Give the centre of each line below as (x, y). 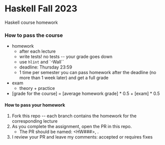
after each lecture (37, 51)
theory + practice (37, 88)
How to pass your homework (35, 105)
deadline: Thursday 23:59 (46, 67)
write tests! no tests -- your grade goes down (66, 57)
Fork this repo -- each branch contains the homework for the (74, 116)
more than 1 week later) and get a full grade (64, 78)
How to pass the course (34, 35)
